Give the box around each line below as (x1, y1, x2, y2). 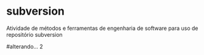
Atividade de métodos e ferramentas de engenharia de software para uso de (6, 24, 199, 32)
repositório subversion (6, 31, 63, 38)
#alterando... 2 (6, 43, 43, 50)
